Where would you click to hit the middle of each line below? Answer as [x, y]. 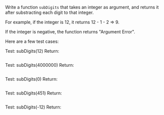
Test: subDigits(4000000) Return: [40, 65]
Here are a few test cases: [32, 41]
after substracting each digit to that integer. [49, 12]
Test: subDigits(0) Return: [32, 79]
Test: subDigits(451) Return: [34, 93]
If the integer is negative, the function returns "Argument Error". [70, 32]
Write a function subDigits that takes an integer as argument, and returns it [82, 7]
